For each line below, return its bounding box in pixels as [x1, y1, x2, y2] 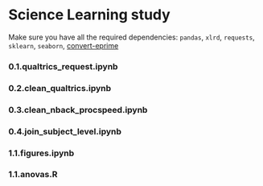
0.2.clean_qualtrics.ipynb [8, 82, 112, 93]
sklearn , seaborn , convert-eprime [8, 40, 119, 50]
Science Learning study [8, 6, 171, 24]
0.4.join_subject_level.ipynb [8, 126, 122, 137]
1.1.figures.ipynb [8, 147, 75, 159]
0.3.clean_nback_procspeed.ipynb [8, 104, 148, 115]
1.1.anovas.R [8, 169, 58, 180]
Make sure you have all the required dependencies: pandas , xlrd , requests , [8, 32, 255, 42]
